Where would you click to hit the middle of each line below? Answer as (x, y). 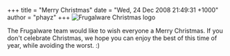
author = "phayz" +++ (39, 17)
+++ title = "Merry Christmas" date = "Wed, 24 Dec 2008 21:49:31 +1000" (113, 10)
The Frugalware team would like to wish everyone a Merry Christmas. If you (115, 31)
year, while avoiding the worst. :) (54, 45)
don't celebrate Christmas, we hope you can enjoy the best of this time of (112, 38)
